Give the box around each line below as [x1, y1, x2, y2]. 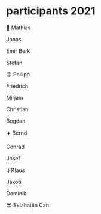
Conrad [6, 143, 25, 150]
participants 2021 [6, 4, 96, 18]
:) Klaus [6, 167, 25, 174]
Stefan [6, 59, 23, 66]
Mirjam [6, 94, 24, 101]
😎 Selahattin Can [6, 201, 50, 209]
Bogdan [6, 117, 26, 124]
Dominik [6, 189, 27, 197]
